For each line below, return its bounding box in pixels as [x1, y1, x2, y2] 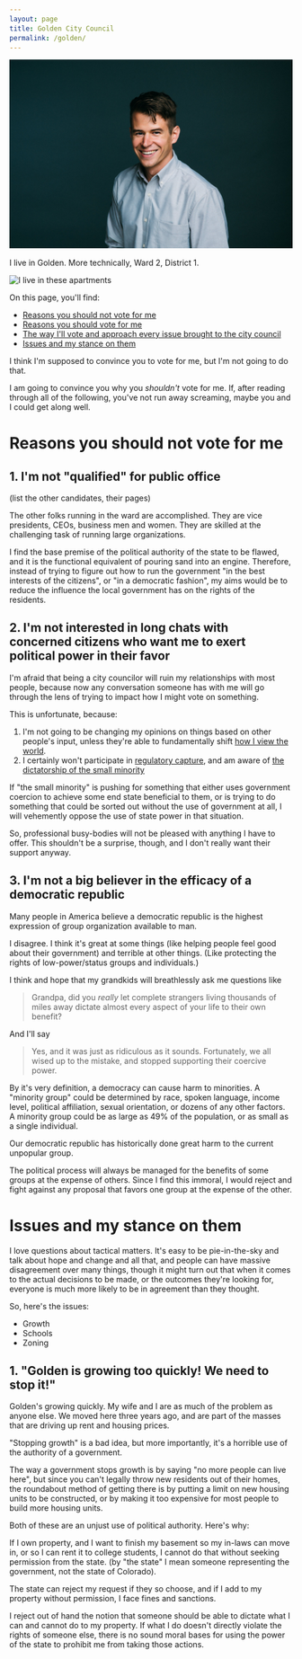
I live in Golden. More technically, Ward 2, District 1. [9, 257, 200, 269]
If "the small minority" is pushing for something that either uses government [9, 782, 290, 793]
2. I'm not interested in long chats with [9, 620, 229, 635]
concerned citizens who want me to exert [9, 634, 246, 650]
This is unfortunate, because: [9, 708, 119, 719]
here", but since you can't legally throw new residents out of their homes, [9, 1474, 280, 1485]
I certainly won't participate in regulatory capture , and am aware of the [22, 755, 285, 766]
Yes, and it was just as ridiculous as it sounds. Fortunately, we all [31, 1045, 271, 1056]
